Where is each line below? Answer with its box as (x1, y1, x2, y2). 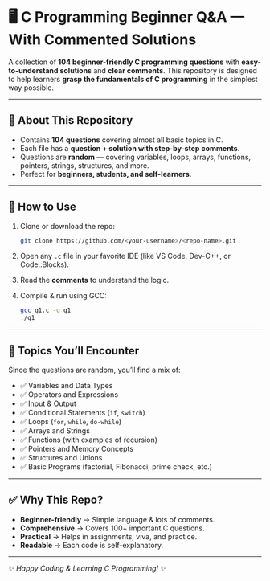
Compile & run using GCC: (19, 291, 107, 301)
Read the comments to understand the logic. (19, 276, 170, 285)
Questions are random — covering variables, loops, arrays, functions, (19, 152, 252, 162)
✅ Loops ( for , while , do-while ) (19, 417, 122, 426)
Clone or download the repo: (19, 221, 115, 231)
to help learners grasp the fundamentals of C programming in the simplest (8, 74, 259, 84)
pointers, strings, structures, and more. (19, 160, 150, 170)
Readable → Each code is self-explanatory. (19, 540, 164, 550)
